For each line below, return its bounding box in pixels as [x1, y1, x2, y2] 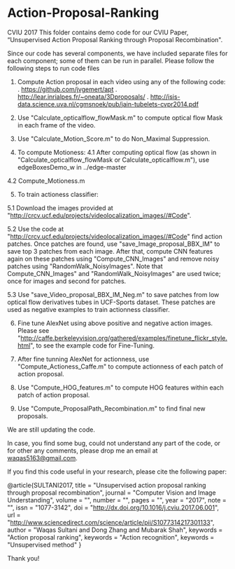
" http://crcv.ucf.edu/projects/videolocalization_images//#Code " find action [7, 232, 222, 240]
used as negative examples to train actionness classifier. [7, 305, 170, 313]
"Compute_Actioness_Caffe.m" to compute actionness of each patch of [17, 362, 224, 371]
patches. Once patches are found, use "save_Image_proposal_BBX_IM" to [7, 240, 220, 248]
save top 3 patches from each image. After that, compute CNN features [7, 247, 213, 255]
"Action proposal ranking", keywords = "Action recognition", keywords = [7, 533, 215, 541]
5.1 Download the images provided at [7, 203, 113, 212]
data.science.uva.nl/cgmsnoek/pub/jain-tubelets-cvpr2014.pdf [17, 100, 199, 108]
